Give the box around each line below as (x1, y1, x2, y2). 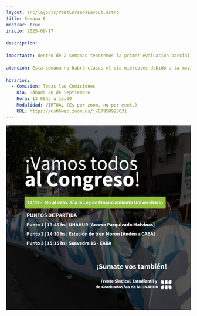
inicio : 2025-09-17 (6, 28, 54, 34)
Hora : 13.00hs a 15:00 (16, 96, 72, 102)
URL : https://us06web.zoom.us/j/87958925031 (16, 108, 127, 114)
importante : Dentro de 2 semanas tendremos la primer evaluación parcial (6, 53, 191, 59)
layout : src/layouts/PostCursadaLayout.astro (6, 9, 119, 15)
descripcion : (6, 40, 38, 46)
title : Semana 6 (6, 15, 46, 22)
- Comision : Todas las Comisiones (11, 84, 96, 90)
